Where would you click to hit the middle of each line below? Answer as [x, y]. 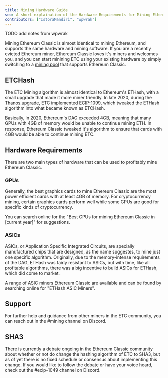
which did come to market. [33, 273]
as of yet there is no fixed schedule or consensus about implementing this [81, 360]
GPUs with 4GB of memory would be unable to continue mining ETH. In [78, 123]
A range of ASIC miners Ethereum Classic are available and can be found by [83, 283]
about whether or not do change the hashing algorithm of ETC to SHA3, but [83, 354]
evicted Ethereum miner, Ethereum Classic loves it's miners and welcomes [82, 54]
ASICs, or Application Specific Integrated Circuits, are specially [70, 246]
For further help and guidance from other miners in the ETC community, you [83, 316]
